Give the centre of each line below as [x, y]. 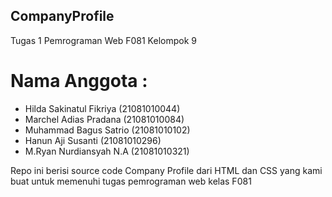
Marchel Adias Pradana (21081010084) [104, 119]
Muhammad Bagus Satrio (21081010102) [107, 130]
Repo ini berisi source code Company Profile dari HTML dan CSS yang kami [166, 170]
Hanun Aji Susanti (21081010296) [93, 140]
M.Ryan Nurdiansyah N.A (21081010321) [107, 151]
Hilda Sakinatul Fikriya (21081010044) [102, 108]
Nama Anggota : [79, 81]
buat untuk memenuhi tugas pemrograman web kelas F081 [131, 181]
